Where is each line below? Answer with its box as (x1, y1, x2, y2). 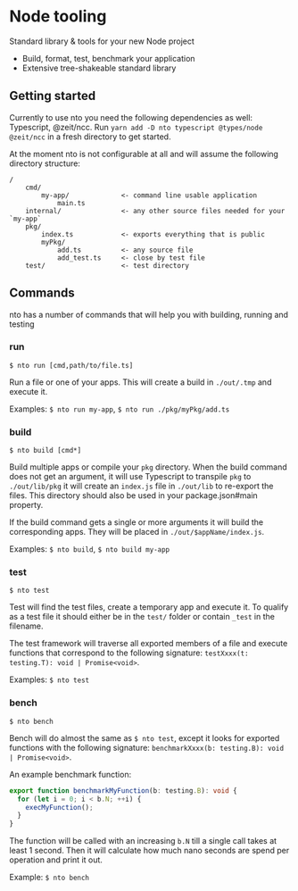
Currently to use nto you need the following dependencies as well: (9, 112, 252, 122)
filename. (9, 620, 44, 631)
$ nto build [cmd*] (9, 446, 82, 455)
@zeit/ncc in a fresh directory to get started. (9, 131, 171, 142)
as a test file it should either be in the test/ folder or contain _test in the (9, 612, 275, 622)
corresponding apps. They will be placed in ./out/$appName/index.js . (9, 527, 265, 537)
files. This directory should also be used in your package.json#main (9, 490, 259, 501)
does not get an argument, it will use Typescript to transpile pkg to (9, 471, 252, 482)
